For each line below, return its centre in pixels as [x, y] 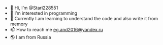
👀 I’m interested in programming [44, 13]
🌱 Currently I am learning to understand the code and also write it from [84, 18]
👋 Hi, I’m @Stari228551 [34, 8]
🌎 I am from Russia [30, 37]
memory [19, 24]
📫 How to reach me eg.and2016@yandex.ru [56, 30]
